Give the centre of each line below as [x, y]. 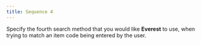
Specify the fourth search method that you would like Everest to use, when [101, 29]
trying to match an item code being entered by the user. [76, 35]
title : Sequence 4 [30, 12]
